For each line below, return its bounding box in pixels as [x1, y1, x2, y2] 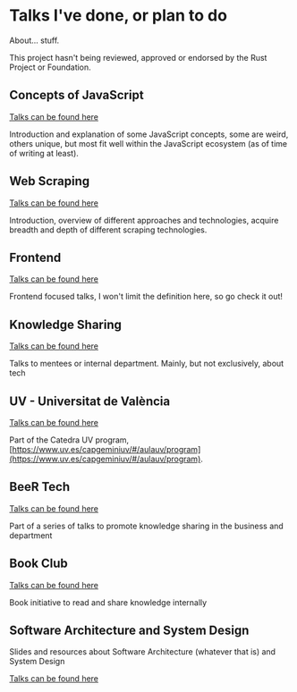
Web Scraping [9, 173, 90, 189]
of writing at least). [9, 148, 79, 158]
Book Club [9, 556, 69, 571]
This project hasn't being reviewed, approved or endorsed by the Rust [9, 52, 267, 63]
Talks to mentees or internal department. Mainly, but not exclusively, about [9, 359, 284, 369]
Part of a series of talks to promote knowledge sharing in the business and [9, 520, 284, 531]
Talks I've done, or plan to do [9, 5, 228, 26]
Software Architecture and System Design [9, 623, 250, 638]
